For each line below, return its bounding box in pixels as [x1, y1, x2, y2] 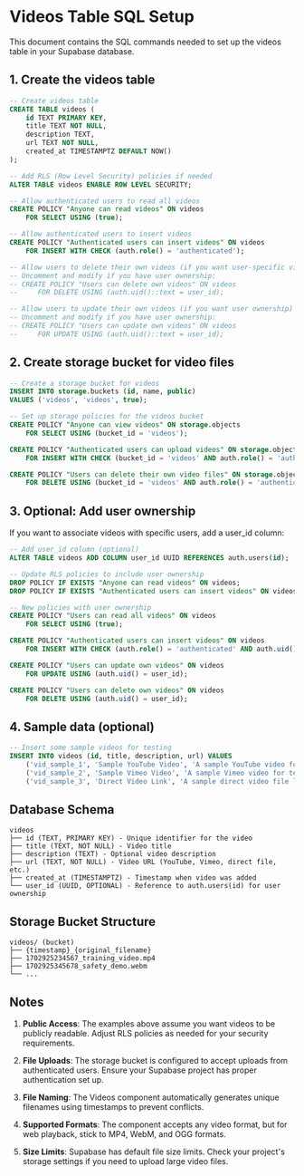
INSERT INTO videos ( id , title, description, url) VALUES [9, 752, 233, 761]
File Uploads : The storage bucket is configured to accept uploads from [22, 1056, 288, 1065]
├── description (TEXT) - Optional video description [9, 850, 217, 859]
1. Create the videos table [9, 72, 156, 88]
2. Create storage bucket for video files [9, 355, 235, 371]
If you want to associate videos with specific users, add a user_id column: [9, 527, 285, 538]
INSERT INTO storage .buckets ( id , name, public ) [9, 387, 196, 396]
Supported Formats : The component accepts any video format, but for [22, 1119, 288, 1130]
